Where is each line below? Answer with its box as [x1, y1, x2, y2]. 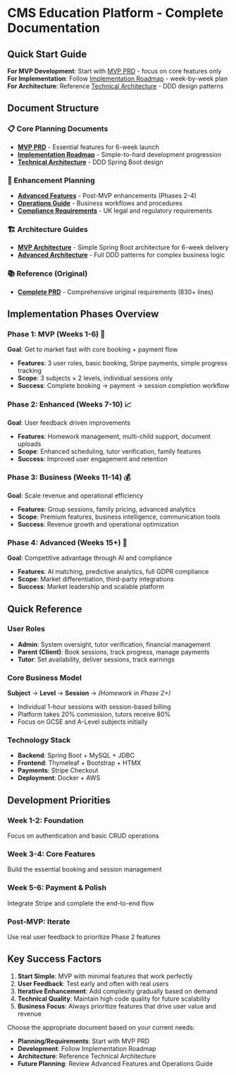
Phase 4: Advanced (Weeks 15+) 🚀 [7, 537, 128, 547]
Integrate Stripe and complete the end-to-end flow [7, 899, 154, 907]
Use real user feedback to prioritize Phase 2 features [7, 933, 161, 941]
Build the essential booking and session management [7, 865, 162, 874]
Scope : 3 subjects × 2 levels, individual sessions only [17, 374, 173, 382]
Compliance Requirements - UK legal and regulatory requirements [17, 206, 213, 215]
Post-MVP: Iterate [7, 917, 70, 927]
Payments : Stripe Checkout [17, 766, 99, 775]
